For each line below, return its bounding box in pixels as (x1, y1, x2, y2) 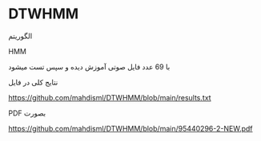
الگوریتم (8, 31, 33, 41)
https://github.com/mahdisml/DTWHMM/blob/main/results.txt (8, 92, 211, 102)
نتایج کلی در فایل (8, 77, 58, 87)
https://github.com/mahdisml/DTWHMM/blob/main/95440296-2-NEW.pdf (8, 123, 253, 133)
